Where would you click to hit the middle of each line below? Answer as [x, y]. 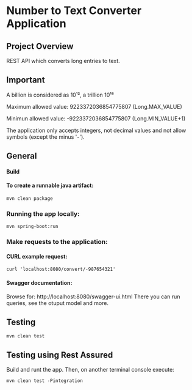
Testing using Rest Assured [60, 355]
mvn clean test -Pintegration [45, 381]
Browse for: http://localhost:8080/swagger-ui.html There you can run [93, 296]
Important [26, 80]
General [22, 156]
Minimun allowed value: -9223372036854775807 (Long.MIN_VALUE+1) [96, 118]
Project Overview [40, 46]
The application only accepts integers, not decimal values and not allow [96, 130]
